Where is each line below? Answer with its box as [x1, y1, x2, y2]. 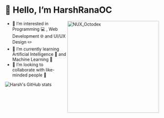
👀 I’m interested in [12, 21, 49, 26]
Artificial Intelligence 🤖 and [12, 51, 66, 57]
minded [12, 72, 28, 78]
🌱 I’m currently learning [12, 46, 60, 52]
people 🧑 [28, 72, 47, 78]
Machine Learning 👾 [12, 56, 53, 62]
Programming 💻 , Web [12, 26, 58, 32]
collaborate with [12, 67, 45, 72]
